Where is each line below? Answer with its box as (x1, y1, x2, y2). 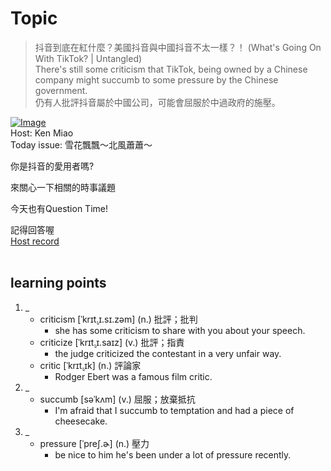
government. (34, 84, 88, 96)
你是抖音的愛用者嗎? (10, 160, 95, 172)
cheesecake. (54, 415, 108, 427)
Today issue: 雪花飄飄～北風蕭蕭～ (10, 138, 153, 151)
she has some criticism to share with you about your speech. (54, 324, 306, 336)
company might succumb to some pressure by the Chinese (34, 73, 279, 86)
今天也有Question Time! (10, 202, 108, 214)
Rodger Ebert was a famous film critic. (54, 370, 213, 382)
